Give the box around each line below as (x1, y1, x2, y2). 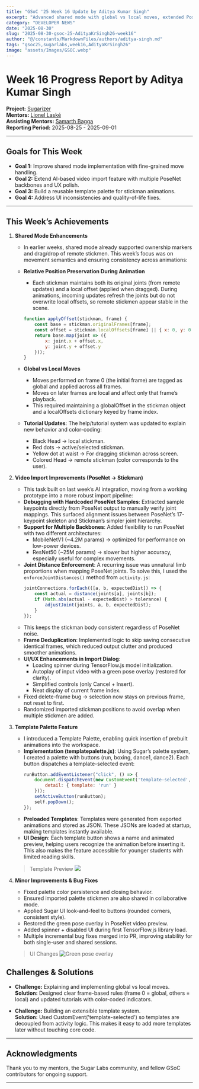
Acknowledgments (6, 1049, 78, 1059)
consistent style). (23, 914, 66, 921)
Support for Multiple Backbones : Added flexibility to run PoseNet (23, 523, 185, 531)
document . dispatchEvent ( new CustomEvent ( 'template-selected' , (34, 777, 191, 783)
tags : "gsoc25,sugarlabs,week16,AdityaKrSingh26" (6, 42, 131, 48)
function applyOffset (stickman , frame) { (23, 316, 127, 322)
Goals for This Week (6, 146, 83, 157)
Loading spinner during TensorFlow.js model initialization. (32, 662, 173, 669)
